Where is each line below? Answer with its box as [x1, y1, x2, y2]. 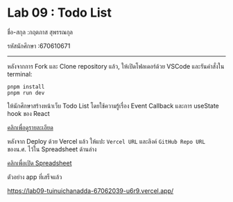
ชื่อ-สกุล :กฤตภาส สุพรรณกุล [7, 28, 74, 36]
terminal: [7, 69, 33, 78]
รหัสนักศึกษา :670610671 [7, 42, 71, 50]
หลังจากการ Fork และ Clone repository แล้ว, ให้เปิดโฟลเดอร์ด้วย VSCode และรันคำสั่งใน [7, 62, 225, 70]
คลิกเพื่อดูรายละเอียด [7, 123, 53, 131]
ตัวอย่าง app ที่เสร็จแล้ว [7, 172, 62, 181]
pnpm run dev [7, 89, 45, 96]
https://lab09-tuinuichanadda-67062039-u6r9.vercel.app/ [7, 186, 174, 195]
